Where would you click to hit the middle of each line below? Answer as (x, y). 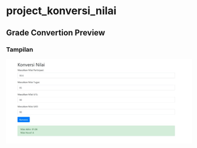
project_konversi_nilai (61, 11)
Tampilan (20, 50)
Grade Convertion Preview (56, 33)
